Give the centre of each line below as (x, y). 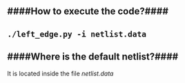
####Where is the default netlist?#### (93, 57)
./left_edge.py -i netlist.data (77, 34)
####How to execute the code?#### (88, 11)
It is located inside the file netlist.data (60, 73)
